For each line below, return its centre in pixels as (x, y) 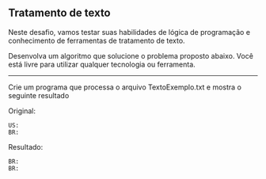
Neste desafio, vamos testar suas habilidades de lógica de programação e (129, 32)
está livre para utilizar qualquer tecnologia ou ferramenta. (102, 64)
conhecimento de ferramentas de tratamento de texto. (97, 40)
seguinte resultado (39, 95)
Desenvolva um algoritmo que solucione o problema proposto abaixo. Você (131, 55)
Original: (22, 111)
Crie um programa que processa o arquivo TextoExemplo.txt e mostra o (125, 87)
